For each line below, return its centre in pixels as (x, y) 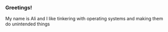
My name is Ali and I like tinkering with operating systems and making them (84, 19)
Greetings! (19, 8)
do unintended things (27, 24)
